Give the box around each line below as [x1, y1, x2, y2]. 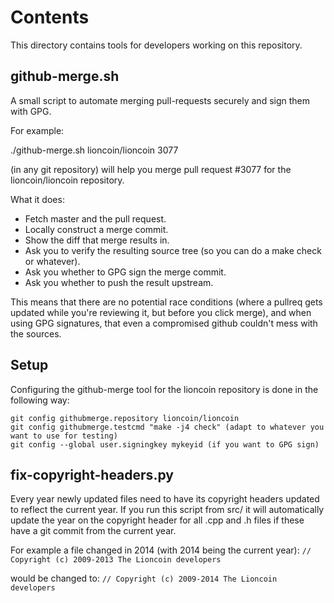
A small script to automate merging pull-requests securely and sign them [10, 94, 311, 106]
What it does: [10, 193, 65, 205]
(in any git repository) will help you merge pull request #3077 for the [10, 163, 292, 175]
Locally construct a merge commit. [24, 223, 169, 235]
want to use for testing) [10, 431, 118, 441]
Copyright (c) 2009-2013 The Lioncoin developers [10, 555, 222, 565]
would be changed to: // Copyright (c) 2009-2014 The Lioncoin [10, 572, 278, 585]
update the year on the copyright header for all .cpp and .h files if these [10, 514, 305, 526]
